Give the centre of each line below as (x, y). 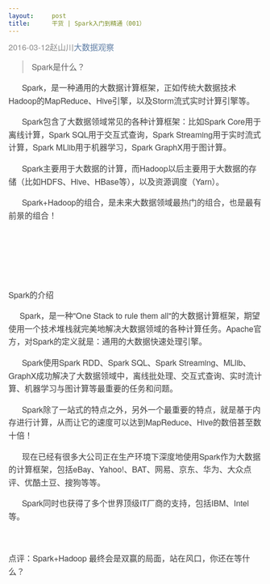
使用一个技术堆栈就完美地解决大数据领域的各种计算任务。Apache (131, 328)
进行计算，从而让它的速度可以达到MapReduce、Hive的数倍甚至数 (139, 422)
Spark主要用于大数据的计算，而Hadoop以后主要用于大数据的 (135, 169)
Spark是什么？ (59, 66)
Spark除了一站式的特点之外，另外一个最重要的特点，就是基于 (137, 409)
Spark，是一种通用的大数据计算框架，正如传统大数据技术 (129, 88)
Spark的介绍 (31, 294)
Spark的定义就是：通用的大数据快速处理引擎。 (120, 341)
